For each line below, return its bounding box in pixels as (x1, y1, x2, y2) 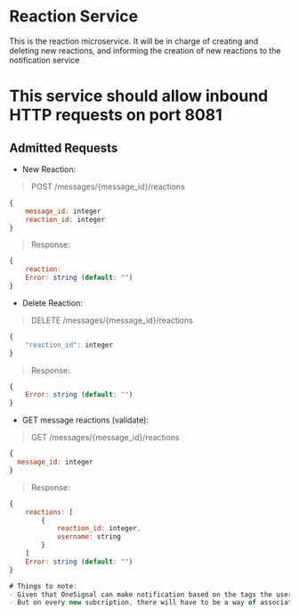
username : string (56, 532, 122, 541)
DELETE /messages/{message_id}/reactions (30, 315, 194, 325)
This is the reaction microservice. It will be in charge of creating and (9, 36, 259, 46)
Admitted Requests (9, 140, 118, 155)
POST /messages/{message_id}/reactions (30, 181, 185, 192)
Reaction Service (9, 6, 139, 27)
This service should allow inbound (9, 86, 269, 106)
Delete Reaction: (21, 297, 83, 308)
